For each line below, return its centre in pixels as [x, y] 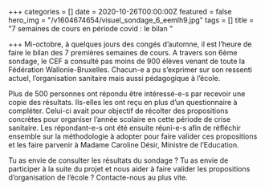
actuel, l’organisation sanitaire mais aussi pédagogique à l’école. [114, 78]
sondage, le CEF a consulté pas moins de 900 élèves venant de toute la [127, 61]
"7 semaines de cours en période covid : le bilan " [91, 28]
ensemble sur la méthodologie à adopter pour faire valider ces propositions [133, 136]
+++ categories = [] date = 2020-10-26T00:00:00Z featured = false [120, 12]
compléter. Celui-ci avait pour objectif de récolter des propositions [118, 111]
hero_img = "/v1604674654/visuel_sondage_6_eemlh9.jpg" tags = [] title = [131, 20]
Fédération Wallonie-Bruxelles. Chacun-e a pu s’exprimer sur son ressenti [130, 70]
